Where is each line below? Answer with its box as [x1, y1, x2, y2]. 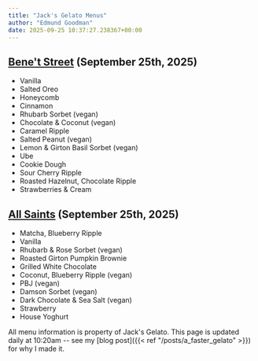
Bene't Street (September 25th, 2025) [8, 55, 198, 68]
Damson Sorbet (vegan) [19, 287, 98, 296]
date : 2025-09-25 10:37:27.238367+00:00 [8, 26, 143, 34]
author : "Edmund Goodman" [8, 19, 93, 27]
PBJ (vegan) [19, 278, 61, 288]
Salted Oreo [19, 84, 59, 94]
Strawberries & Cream [19, 185, 92, 194]
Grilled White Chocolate [19, 262, 97, 271]
